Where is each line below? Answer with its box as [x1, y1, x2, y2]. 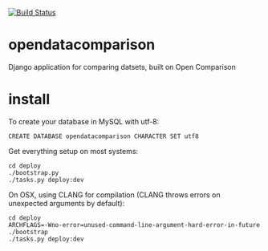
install [8, 91, 51, 108]
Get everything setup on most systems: [8, 146, 139, 156]
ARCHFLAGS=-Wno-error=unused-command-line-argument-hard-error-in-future [8, 221, 261, 229]
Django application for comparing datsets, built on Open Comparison [8, 62, 237, 71]
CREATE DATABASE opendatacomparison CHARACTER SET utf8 [8, 132, 199, 140]
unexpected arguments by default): [8, 198, 125, 208]
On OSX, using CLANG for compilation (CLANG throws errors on [8, 189, 221, 200]
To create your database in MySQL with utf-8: [8, 116, 160, 126]
